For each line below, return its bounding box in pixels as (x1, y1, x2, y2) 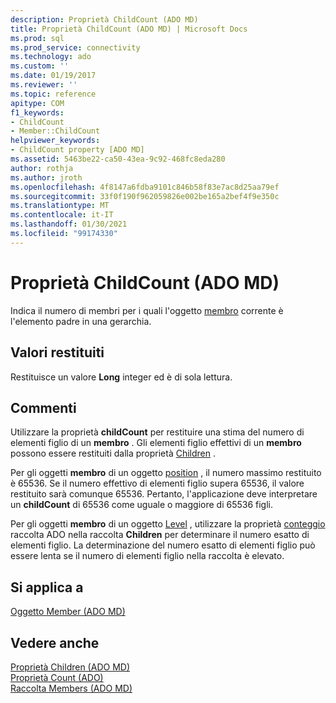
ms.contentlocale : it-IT (10, 210, 114, 220)
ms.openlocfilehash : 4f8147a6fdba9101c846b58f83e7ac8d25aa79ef (10, 182, 280, 192)
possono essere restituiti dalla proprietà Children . (10, 447, 217, 460)
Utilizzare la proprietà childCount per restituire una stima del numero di (10, 426, 305, 438)
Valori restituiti (10, 344, 105, 361)
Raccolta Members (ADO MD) (10, 682, 133, 694)
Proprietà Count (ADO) (10, 671, 104, 683)
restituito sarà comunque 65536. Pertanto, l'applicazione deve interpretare (10, 488, 318, 500)
